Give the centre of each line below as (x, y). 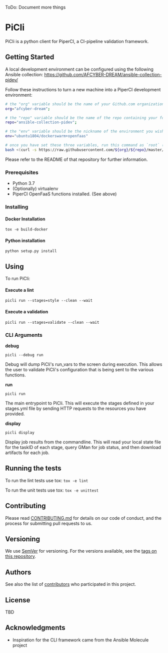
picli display (20, 432)
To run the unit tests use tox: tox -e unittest (52, 490)
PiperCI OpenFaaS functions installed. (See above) (64, 194)
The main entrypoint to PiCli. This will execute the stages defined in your (80, 403)
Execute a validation (27, 311)
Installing (17, 206)
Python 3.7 (23, 183)
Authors (18, 572)
